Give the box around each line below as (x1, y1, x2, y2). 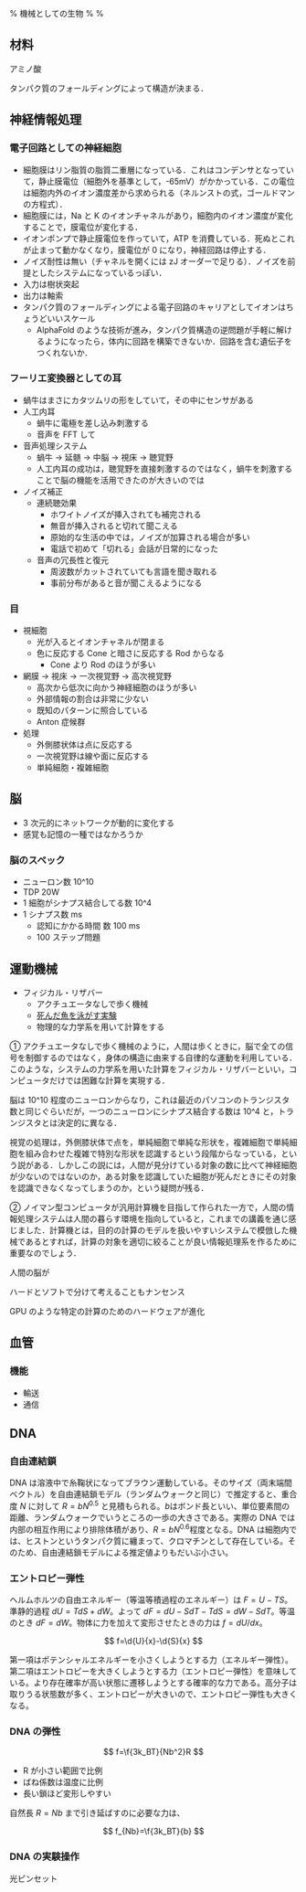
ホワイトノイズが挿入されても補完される (49, 508, 202, 519)
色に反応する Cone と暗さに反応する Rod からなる (36, 648, 226, 659)
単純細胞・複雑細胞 (36, 762, 110, 773)
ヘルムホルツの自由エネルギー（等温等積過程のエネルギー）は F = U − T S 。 (9, 1594, 293, 1605)
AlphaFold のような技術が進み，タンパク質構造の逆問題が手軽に (36, 324, 277, 335)
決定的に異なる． (57, 1118, 121, 1129)
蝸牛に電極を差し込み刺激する (36, 417, 149, 428)
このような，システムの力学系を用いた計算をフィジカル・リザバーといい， (9, 1064, 290, 1075)
